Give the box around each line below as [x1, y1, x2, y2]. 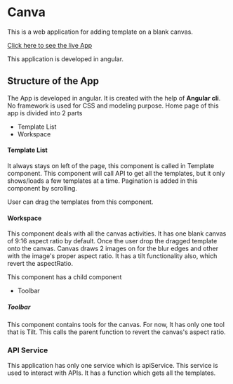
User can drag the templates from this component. [7, 198, 154, 206]
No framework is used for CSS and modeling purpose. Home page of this [7, 101, 219, 110]
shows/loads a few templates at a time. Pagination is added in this [7, 177, 198, 185]
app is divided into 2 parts [7, 108, 83, 117]
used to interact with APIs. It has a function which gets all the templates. [7, 369, 216, 377]
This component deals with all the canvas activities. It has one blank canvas [7, 229, 227, 238]
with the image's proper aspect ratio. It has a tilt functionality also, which [7, 252, 218, 260]
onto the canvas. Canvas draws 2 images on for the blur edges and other [7, 244, 219, 253]
